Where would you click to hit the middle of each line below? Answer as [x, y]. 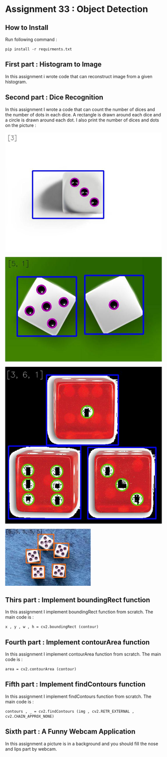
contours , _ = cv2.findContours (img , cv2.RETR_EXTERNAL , [70, 711]
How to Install [27, 28]
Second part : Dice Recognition [54, 97]
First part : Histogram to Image [53, 64]
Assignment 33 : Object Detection [77, 9]
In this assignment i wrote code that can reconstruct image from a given [79, 76]
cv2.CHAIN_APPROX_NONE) [30, 716]
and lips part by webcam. [31, 749]
